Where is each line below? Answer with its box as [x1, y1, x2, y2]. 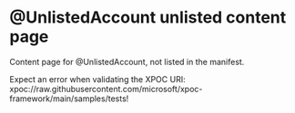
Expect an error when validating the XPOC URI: [9, 73, 186, 84]
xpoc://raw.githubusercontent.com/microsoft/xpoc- [9, 83, 203, 94]
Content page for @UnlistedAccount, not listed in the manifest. [9, 56, 245, 67]
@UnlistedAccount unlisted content [9, 7, 287, 28]
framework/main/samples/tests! [9, 93, 129, 104]
